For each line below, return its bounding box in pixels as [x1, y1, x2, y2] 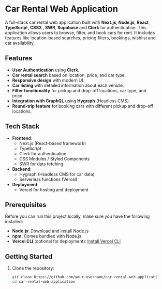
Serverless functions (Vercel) [19, 176, 78, 182]
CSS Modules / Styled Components [19, 156, 90, 161]
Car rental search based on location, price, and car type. [12, 72, 126, 78]
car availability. [5, 40, 35, 46]
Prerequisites [5, 200, 46, 209]
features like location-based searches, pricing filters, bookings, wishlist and [5, 35, 156, 41]
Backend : [12, 166, 32, 172]
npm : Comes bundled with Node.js [12, 233, 82, 239]
